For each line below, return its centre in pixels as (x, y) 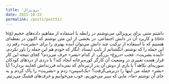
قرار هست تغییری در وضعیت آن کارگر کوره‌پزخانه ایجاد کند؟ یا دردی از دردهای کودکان (85, 60)
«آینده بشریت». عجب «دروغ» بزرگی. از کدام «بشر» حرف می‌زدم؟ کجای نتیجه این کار (85, 55)
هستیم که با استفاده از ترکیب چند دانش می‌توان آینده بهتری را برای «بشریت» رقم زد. (85, 44)
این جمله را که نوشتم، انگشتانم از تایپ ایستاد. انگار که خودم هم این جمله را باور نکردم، (85, 50)
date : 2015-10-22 (24, 15)
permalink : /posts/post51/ (34, 19)
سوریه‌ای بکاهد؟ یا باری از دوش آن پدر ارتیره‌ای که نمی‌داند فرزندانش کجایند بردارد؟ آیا (85, 66)
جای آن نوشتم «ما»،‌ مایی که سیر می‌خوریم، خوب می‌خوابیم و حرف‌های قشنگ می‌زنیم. (85, 76)
